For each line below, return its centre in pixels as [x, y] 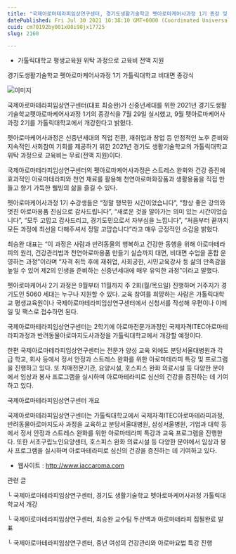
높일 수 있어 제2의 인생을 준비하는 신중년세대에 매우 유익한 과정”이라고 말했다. [113, 271]
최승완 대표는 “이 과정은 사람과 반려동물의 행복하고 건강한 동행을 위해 [101, 244]
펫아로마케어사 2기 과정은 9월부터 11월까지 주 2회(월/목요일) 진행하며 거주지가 [113, 285]
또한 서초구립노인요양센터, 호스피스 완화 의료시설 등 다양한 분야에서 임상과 [118, 442]
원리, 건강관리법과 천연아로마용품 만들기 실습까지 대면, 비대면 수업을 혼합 [119, 253]
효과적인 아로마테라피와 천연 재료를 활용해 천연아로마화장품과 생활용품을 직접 [112, 179]
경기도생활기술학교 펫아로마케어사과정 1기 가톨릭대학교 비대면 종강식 [101, 75]
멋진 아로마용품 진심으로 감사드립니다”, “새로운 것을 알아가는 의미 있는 [103, 212]
